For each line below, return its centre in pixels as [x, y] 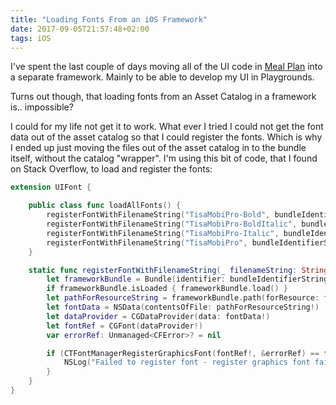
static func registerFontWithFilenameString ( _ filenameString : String [178, 270]
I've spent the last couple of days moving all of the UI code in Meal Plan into [166, 67]
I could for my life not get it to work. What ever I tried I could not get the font [167, 127]
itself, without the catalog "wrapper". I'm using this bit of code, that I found [164, 158]
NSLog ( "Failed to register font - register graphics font [187, 362]
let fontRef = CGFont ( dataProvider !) [124, 326]
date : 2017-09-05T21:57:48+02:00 [80, 29]
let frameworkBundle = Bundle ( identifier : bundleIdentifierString [187, 279]
